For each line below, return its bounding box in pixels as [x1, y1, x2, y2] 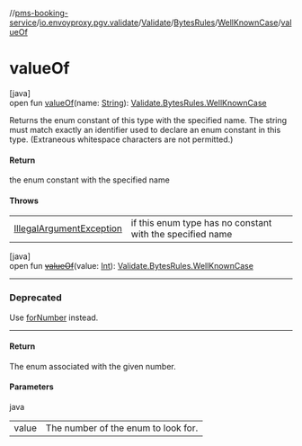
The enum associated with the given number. [9, 361, 177, 371]
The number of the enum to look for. [45, 422, 199, 434]
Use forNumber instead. [9, 312, 99, 323]
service [9, 17, 38, 28]
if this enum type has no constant [130, 217, 272, 229]
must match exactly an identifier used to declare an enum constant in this [9, 124, 281, 135]
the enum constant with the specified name [9, 174, 171, 185]
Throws [9, 195, 39, 206]
